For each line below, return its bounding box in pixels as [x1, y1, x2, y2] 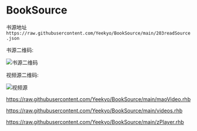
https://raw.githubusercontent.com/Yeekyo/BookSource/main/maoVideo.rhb [6, 95, 191, 103]
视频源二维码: [6, 71, 39, 78]
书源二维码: [6, 46, 34, 53]
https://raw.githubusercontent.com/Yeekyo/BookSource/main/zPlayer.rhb [6, 118, 184, 125]
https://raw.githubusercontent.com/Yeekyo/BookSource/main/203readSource [6, 30, 191, 36]
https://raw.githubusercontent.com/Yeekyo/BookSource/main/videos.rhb [6, 107, 183, 114]
